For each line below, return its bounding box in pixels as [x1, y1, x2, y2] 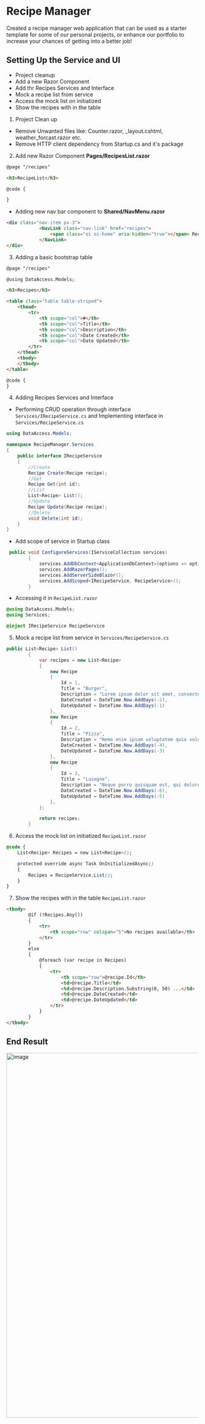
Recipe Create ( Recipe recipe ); [28, 470, 108, 476]
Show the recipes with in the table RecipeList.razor [15, 895, 146, 902]
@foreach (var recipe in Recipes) [38, 957, 127, 964]
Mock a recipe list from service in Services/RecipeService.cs [15, 634, 170, 641]
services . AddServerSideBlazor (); [38, 572, 124, 578]
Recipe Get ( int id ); [28, 481, 81, 487]
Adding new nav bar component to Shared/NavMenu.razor [15, 208, 165, 215]
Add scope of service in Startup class [15, 538, 110, 545]
